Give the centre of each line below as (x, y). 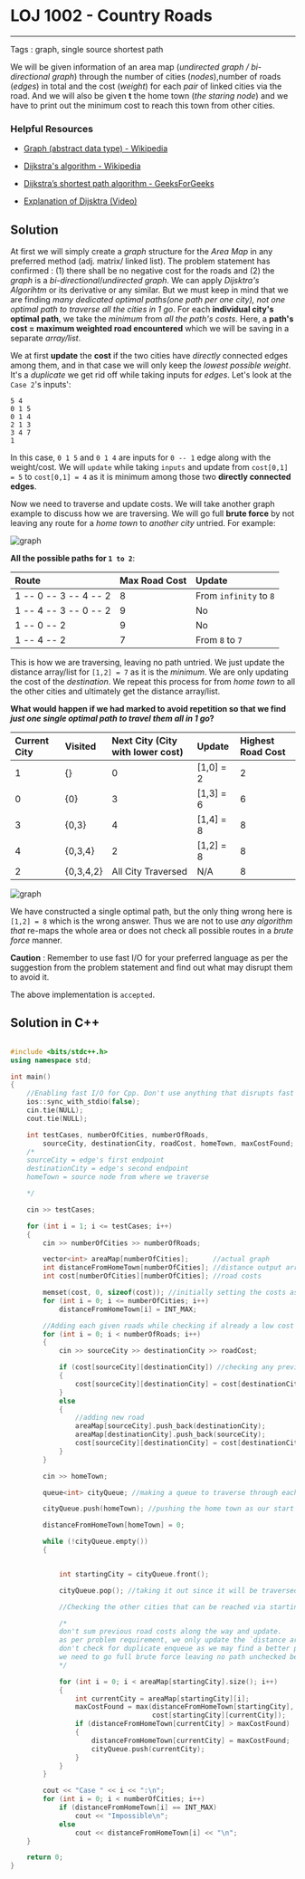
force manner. (36, 940)
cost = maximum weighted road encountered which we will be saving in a (150, 329)
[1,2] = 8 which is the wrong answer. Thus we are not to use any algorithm (152, 921)
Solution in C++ (55, 1023)
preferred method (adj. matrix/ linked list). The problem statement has (140, 261)
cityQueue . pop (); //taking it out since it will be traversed (178, 1590)
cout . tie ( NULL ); (57, 1118)
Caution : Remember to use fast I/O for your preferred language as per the (149, 958)
